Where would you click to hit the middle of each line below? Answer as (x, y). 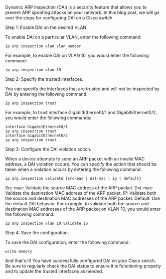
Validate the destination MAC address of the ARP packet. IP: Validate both (81, 193)
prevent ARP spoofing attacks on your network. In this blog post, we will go (82, 12)
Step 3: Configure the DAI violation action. (48, 149)
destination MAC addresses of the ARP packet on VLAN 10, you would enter (83, 209)
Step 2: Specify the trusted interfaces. (44, 79)
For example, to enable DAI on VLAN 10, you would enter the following (77, 55)
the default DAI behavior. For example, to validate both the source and (77, 204)
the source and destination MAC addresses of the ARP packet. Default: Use (83, 198)
